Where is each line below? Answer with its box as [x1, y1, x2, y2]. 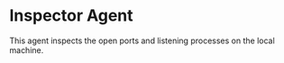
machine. [9, 44, 44, 55]
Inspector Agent [9, 5, 133, 26]
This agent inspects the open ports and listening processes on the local [9, 35, 275, 46]
